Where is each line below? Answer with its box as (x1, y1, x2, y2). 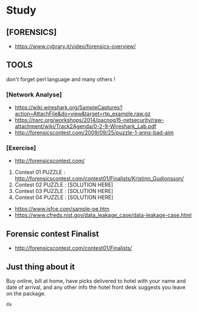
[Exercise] (6, 144, 37, 152)
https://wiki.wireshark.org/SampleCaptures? (14, 104, 123, 111)
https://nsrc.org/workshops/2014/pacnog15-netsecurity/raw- (14, 117, 164, 124)
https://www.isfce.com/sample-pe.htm (14, 205, 110, 213)
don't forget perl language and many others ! (6, 75, 116, 83)
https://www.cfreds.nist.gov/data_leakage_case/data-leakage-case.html (14, 211, 191, 219)
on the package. (6, 290, 46, 297)
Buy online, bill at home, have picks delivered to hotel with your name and (6, 278, 186, 285)
